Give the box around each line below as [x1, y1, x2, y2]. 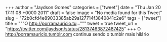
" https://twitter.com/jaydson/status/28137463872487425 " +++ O [5, 26, 141, 32]
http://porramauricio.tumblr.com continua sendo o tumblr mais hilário [5, 31, 149, 37]
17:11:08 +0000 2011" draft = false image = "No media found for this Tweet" [5, 10, 162, 16]
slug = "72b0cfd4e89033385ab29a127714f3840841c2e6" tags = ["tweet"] [5, 15, 161, 21]
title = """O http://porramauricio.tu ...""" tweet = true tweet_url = [5, 20, 138, 26]
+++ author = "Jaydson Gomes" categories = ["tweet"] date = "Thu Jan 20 [5, 5, 161, 10]
